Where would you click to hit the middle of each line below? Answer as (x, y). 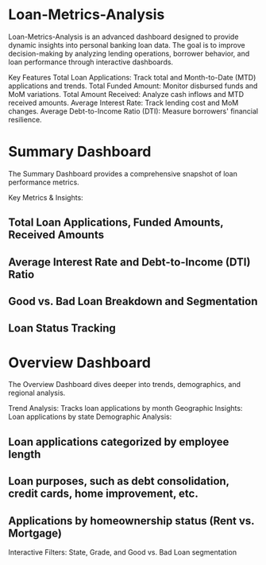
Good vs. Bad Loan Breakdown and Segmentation (133, 302)
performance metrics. (44, 182)
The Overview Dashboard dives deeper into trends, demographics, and (124, 385)
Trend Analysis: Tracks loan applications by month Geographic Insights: (125, 408)
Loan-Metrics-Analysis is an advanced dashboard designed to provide (123, 37)
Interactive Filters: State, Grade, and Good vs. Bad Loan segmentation (122, 552)
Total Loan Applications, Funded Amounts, (116, 223)
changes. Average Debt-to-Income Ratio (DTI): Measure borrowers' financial (133, 111)
